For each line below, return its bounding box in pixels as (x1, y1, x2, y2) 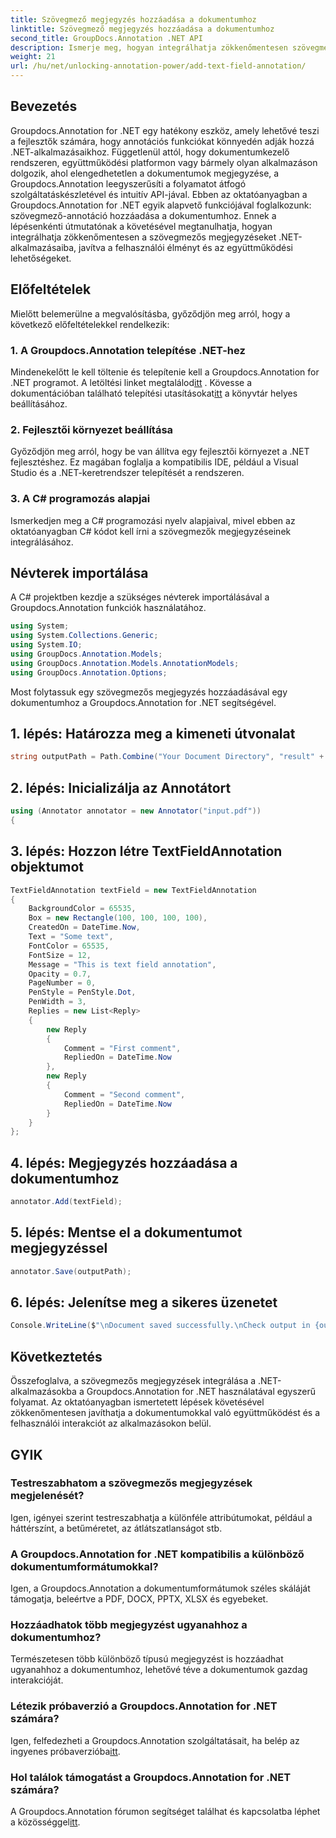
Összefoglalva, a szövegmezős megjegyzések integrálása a (10, 1375, 257, 1387)
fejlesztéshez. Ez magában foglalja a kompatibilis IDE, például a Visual (10, 456, 299, 468)
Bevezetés (10, 98, 78, 115)
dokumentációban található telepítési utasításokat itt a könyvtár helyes (10, 387, 298, 399)
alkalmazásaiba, (10, 241, 77, 253)
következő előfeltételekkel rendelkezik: (10, 318, 170, 330)
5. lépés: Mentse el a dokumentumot (10, 1224, 243, 1241)
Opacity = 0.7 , (28, 969, 92, 979)
